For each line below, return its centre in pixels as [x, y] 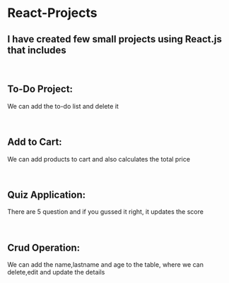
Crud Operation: [44, 247]
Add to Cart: [35, 142]
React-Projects [52, 13]
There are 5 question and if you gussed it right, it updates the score [105, 212]
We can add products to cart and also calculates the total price [99, 159]
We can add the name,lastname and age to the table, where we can [105, 265]
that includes [37, 50]
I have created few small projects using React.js [115, 39]
